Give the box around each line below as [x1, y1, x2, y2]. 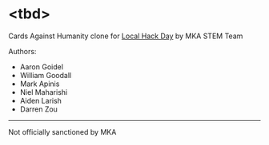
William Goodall [19, 70, 72, 80]
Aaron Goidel [19, 61, 64, 72]
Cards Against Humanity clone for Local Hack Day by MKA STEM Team [8, 31, 243, 41]
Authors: [8, 46, 37, 56]
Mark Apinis [19, 79, 60, 88]
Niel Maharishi [19, 87, 68, 96]
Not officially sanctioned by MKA [8, 127, 117, 136]
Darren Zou [19, 104, 58, 114]
